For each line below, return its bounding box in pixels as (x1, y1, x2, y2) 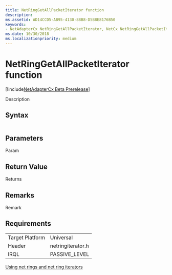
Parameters (5, 134, 44, 143)
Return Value (5, 162, 48, 171)
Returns (5, 176, 22, 182)
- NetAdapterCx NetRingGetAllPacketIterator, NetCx (5, 27, 118, 32)
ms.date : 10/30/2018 (5, 31, 50, 36)
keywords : (5, 22, 27, 27)
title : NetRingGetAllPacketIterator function (5, 7, 104, 13)
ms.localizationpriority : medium (5, 36, 77, 42)
